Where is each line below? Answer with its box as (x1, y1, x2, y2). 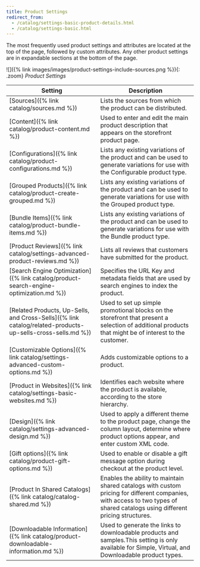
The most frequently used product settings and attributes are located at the (6, 42, 192, 49)
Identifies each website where (100, 378, 185, 386)
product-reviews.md (9, 257, 67, 266)
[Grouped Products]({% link (9, 181, 87, 190)
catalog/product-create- (9, 189, 80, 198)
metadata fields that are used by (100, 274, 190, 282)
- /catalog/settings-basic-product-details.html (11, 20, 135, 26)
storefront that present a (100, 314, 168, 322)
